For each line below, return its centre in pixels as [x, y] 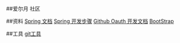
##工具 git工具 [24, 34]
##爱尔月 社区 [23, 9]
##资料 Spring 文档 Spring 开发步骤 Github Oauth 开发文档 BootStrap [90, 21]
